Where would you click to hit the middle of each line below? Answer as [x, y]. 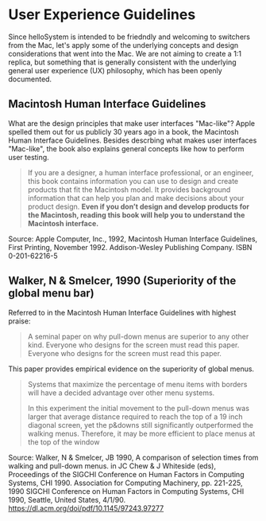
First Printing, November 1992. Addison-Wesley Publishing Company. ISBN [130, 247]
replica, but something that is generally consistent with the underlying [122, 62]
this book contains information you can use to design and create [133, 181]
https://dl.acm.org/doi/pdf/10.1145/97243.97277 [86, 508]
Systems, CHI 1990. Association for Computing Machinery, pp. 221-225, [126, 483]
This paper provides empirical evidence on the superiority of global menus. [131, 369]
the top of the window [64, 442]
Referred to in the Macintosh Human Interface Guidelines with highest [122, 312]
